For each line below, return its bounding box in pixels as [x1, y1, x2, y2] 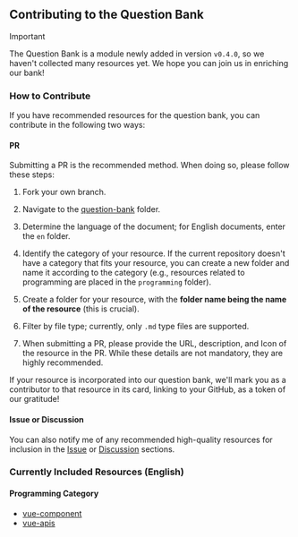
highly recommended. [21, 357, 104, 368]
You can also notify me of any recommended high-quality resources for [9, 434, 273, 445]
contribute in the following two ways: [9, 120, 146, 131]
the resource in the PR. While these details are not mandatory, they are [21, 348, 284, 359]
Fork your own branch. [21, 187, 106, 198]
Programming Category [9, 488, 99, 499]
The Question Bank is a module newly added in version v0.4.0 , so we [9, 48, 265, 59]
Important [9, 30, 46, 41]
